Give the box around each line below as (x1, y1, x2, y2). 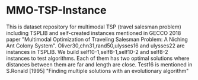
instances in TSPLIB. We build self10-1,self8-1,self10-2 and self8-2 (6, 48, 168, 55)
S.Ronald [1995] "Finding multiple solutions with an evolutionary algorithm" (6, 67, 189, 74)
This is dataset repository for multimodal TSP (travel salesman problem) (6, 23, 182, 30)
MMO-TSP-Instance (6, 4, 107, 17)
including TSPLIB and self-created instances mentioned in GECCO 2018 (6, 29, 181, 36)
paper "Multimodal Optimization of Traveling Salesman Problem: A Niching (6, 36, 188, 43)
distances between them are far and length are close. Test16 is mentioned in (6, 60, 193, 68)
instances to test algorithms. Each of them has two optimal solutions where (6, 55, 190, 62)
